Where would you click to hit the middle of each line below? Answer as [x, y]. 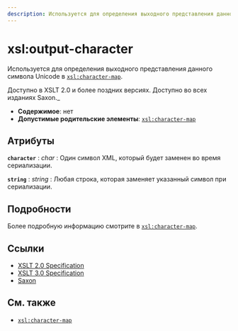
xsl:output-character [70, 49]
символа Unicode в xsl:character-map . [65, 76]
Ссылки [26, 248]
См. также [32, 303]
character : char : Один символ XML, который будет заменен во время [114, 158]
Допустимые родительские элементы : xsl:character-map [107, 118]
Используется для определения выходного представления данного [110, 69]
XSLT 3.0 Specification [51, 273]
